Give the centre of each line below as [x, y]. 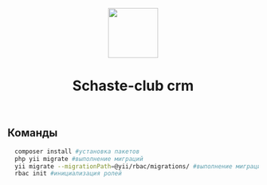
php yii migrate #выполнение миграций [79, 159]
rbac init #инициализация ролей [69, 174]
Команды [33, 133]
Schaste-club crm [133, 86]
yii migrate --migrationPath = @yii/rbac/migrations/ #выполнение [124, 166]
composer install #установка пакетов [77, 152]
